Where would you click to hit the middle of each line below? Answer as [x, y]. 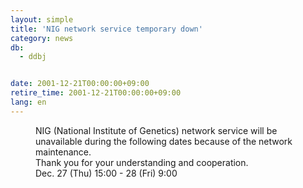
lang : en [28, 102]
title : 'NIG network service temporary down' [106, 29]
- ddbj [33, 57]
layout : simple [42, 19]
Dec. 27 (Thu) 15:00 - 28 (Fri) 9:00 [106, 173]
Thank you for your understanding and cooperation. [142, 162]
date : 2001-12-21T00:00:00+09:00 [80, 84]
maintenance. [63, 152]
